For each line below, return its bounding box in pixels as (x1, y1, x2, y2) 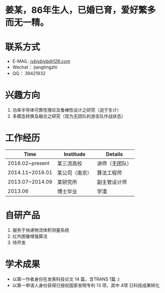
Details (106, 151, 123, 157)
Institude (64, 151, 85, 157)
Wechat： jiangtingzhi (12, 64, 58, 70)
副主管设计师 (96, 179, 127, 185)
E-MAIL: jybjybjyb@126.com (12, 58, 71, 65)
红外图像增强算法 (12, 233, 48, 239)
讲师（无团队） (96, 160, 132, 167)
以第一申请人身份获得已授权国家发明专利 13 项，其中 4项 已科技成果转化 (12, 282, 160, 288)
